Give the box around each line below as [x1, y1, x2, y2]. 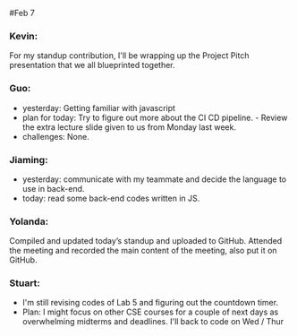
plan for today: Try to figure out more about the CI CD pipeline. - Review [21, 112, 288, 123]
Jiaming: [9, 153, 48, 166]
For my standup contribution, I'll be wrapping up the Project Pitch [9, 50, 250, 61]
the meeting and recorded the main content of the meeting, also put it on [9, 246, 277, 256]
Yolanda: [9, 215, 49, 228]
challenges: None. [21, 131, 89, 142]
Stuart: [9, 277, 40, 289]
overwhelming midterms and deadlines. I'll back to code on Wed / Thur [21, 316, 284, 327]
